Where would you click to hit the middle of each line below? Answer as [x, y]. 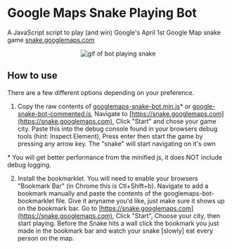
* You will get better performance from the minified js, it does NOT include [115, 157]
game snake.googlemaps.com [51, 39]
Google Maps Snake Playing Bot [102, 13]
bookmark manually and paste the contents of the [90, 193]
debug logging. [29, 165]
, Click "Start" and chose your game [164, 121]
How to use [32, 76]
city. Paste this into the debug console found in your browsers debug [117, 129]
